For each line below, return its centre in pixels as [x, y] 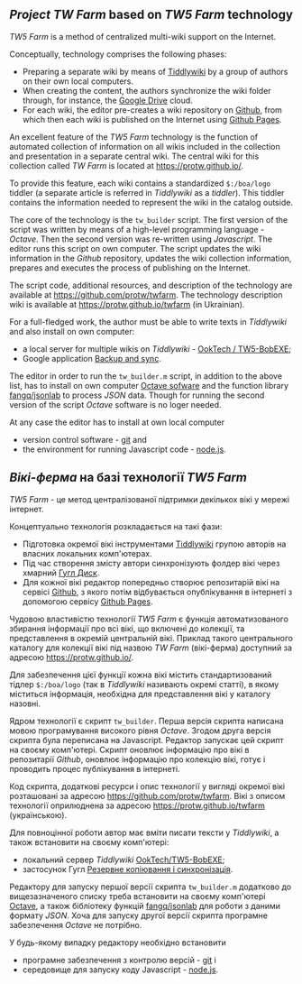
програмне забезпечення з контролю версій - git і [119, 960]
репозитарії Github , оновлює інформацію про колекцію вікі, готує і [137, 759]
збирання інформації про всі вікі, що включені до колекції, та [127, 628]
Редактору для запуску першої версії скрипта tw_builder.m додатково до [150, 887]
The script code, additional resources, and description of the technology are [151, 285]
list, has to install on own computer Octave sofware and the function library [149, 385]
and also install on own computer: [72, 331]
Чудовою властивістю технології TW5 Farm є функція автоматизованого [149, 619]
